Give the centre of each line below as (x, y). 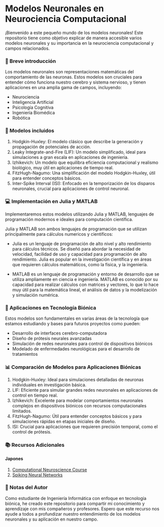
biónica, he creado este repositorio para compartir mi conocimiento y (75, 503)
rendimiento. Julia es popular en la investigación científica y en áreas (82, 259)
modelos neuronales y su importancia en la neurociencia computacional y (79, 43)
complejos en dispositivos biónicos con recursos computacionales (79, 406)
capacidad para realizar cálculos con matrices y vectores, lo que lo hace (85, 284)
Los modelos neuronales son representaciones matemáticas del (70, 72)
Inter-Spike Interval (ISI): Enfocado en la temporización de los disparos (83, 183)
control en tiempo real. (35, 395)
